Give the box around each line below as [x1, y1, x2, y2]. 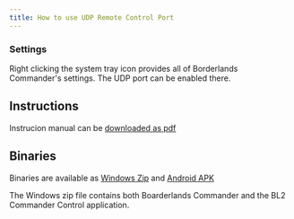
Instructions [9, 99, 79, 114]
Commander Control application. [9, 199, 130, 210]
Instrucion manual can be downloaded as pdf [9, 122, 177, 133]
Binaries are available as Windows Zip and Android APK [9, 172, 215, 183]
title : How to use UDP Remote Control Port [9, 13, 175, 22]
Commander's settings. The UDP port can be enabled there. [9, 73, 231, 83]
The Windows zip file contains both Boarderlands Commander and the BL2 [9, 189, 286, 200]
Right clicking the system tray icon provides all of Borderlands [9, 63, 238, 74]
